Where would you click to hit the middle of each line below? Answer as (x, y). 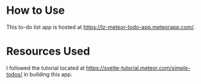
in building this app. (48, 74)
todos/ (14, 74)
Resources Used (48, 51)
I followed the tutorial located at (46, 68)
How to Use (36, 10)
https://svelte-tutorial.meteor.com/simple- (138, 68)
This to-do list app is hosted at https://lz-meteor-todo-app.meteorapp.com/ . (101, 27)
